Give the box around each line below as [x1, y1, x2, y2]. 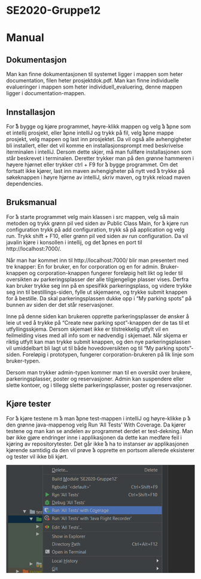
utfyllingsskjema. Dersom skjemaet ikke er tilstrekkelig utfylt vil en [6, 325, 169, 333]
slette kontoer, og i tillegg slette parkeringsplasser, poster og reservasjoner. [6, 381, 193, 389]
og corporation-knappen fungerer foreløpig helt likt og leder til [29, 269, 183, 276]
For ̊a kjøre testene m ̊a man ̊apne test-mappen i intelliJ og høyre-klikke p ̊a [6, 415, 191, 422]
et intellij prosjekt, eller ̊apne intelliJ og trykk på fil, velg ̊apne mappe [6, 129, 174, 136]
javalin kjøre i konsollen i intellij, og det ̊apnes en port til [6, 239, 142, 246]
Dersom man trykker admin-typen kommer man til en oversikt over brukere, [6, 368, 193, 376]
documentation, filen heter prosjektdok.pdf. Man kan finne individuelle [6, 77, 179, 84]
